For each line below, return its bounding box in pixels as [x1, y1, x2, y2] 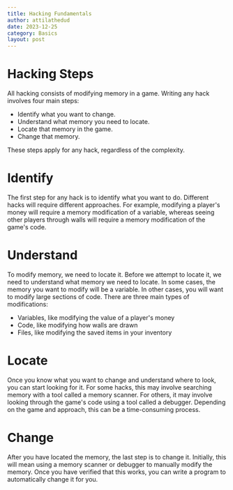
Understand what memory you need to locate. [17, 118, 150, 126]
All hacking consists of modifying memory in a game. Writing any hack [7, 89, 210, 98]
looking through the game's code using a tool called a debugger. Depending [7, 398, 226, 406]
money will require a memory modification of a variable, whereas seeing [7, 208, 215, 216]
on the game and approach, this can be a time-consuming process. [7, 405, 201, 413]
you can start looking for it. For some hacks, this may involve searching [7, 383, 212, 391]
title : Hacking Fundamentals [7, 10, 92, 17]
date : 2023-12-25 [7, 23, 58, 30]
